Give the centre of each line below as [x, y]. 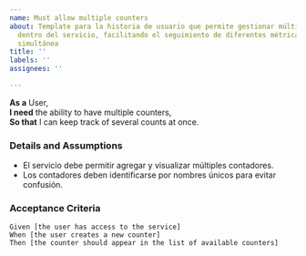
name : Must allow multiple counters [79, 18]
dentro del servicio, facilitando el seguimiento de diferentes [142, 35]
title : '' [28, 52]
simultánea [38, 43]
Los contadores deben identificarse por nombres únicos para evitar [149, 175]
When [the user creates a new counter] [85, 235]
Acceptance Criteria [55, 209]
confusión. [43, 185]
